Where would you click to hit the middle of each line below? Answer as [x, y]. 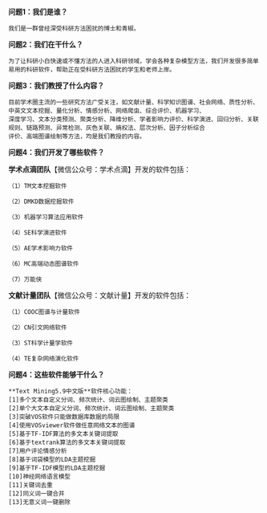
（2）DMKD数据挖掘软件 [41, 202]
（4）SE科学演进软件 [38, 233]
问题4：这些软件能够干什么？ [57, 375]
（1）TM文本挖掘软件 [38, 186]
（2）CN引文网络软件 [38, 328]
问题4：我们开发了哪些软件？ [57, 152]
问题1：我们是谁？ [38, 12]
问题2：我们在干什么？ [46, 44]
